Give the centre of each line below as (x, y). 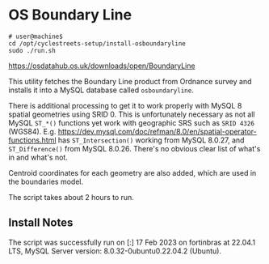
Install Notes (41, 223)
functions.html (32, 140)
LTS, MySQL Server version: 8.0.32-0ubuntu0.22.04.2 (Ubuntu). (115, 251)
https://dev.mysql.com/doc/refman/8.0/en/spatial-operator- (157, 131)
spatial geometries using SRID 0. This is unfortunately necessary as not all (132, 114)
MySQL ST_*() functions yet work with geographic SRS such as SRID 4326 (131, 122)
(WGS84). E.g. (32, 131)
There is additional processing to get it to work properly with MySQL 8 (125, 105)
